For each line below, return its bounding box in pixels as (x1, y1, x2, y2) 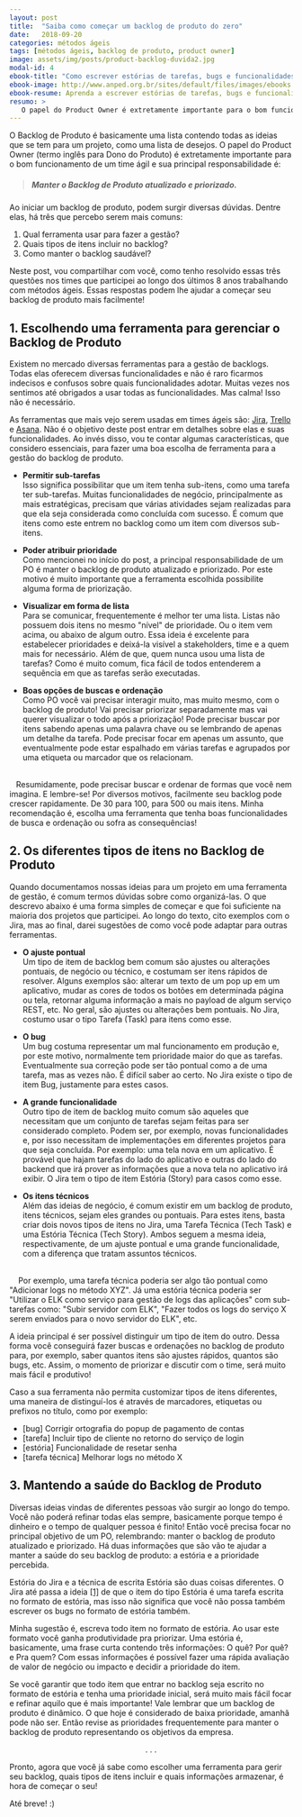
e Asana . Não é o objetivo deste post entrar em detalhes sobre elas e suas (9, 424, 285, 435)
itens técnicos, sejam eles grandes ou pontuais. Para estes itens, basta (22, 1209, 286, 1221)
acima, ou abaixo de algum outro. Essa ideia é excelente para (22, 630, 250, 640)
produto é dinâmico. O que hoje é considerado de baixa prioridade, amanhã (9, 1707, 290, 1718)
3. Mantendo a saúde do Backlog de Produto (9, 1478, 262, 1494)
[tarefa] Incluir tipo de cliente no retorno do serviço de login (22, 1432, 244, 1443)
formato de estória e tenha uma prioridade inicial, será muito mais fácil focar (9, 1688, 292, 1699)
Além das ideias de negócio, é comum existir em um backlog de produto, (22, 1200, 294, 1211)
